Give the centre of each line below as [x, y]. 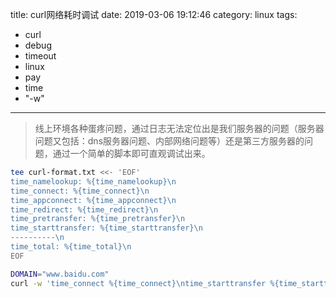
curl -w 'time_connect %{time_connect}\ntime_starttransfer [138, 283]
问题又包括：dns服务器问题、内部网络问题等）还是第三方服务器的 [169, 141]
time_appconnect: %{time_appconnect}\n [93, 200]
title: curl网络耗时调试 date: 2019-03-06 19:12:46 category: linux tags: [154, 14]
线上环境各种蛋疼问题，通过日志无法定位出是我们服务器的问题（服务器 [179, 128]
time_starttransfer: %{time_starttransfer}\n [106, 228]
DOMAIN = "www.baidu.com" [60, 274]
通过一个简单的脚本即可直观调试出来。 [131, 153]
